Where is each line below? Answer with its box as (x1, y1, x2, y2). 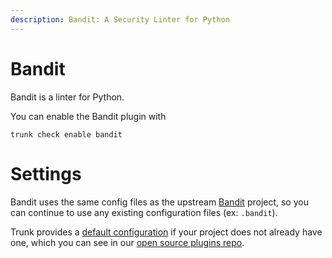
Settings (10, 162, 82, 185)
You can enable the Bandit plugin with (10, 110, 167, 122)
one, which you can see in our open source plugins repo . (10, 236, 245, 248)
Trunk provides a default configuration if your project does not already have (10, 226, 323, 238)
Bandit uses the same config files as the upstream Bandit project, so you (10, 196, 309, 208)
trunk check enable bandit (10, 129, 123, 140)
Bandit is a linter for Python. (10, 91, 125, 103)
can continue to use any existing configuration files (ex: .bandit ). (10, 206, 278, 218)
